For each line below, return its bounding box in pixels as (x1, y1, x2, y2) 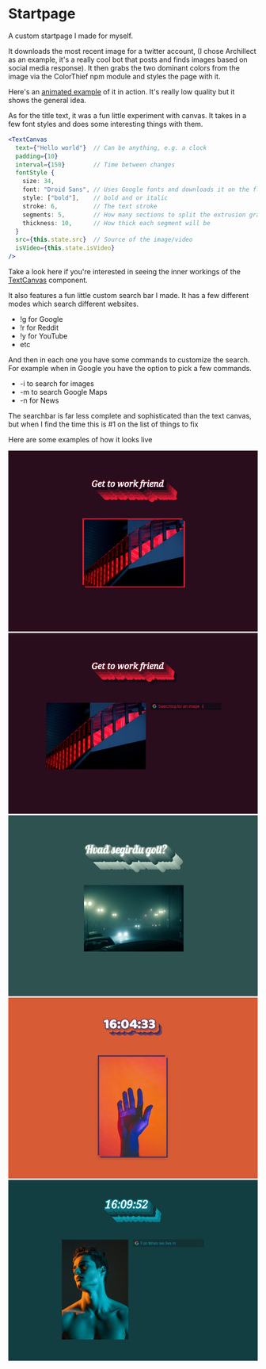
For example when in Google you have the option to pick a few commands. (8, 364, 252, 373)
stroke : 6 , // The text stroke (22, 202, 158, 210)
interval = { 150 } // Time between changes (15, 160, 176, 169)
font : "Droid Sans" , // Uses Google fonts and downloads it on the (22, 185, 249, 194)
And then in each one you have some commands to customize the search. (8, 355, 250, 365)
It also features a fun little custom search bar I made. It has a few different (8, 291, 249, 300)
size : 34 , (22, 178, 55, 185)
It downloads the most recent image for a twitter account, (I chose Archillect (8, 46, 256, 55)
